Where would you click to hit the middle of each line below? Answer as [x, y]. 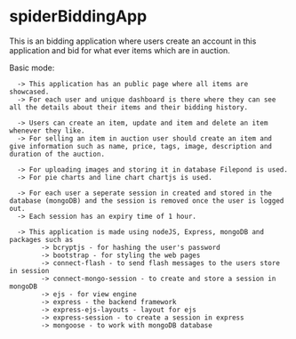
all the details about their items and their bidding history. [129, 107]
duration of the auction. [57, 154]
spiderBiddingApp [78, 16]
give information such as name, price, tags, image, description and [141, 146]
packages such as [41, 239]
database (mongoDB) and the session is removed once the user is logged [147, 201]
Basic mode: [32, 68]
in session [29, 270]
